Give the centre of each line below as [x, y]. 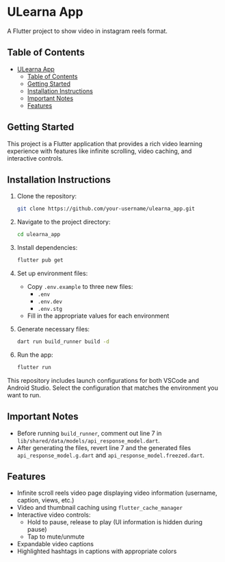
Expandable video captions [55, 544]
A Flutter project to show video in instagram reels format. [87, 31]
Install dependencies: [47, 248]
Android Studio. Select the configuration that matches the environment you [113, 388]
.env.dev [50, 302]
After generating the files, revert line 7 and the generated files [104, 447]
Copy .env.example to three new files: [80, 286]
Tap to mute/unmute [56, 537]
